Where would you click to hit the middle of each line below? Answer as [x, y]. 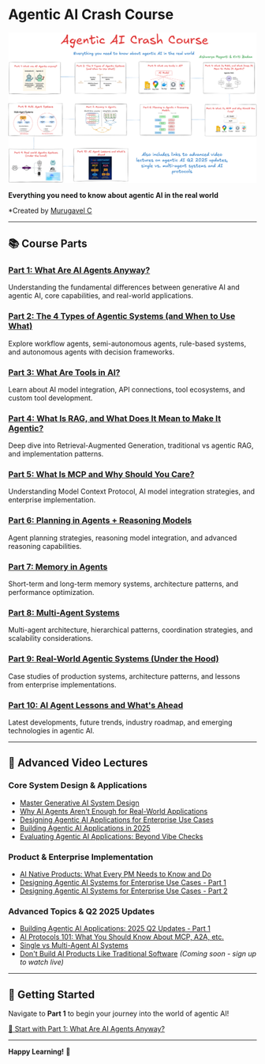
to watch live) [42, 962]
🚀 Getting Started [52, 994]
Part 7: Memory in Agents [58, 566]
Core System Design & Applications [78, 786]
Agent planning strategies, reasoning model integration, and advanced [123, 538]
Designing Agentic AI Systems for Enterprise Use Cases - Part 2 [123, 891]
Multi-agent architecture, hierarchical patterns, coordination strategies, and [131, 630]
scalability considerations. [50, 638]
